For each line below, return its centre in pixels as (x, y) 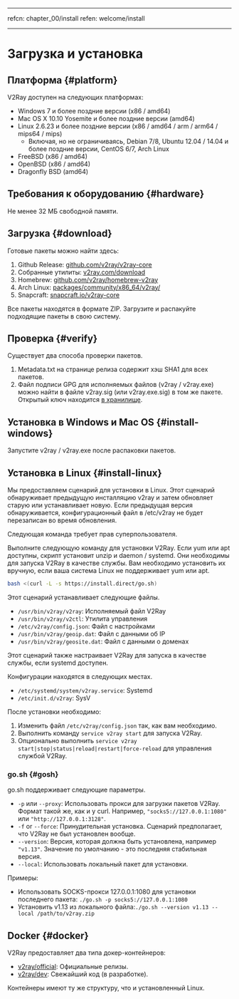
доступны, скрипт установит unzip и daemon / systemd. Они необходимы (118, 556)
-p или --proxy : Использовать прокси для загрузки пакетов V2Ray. (119, 804)
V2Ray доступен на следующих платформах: (75, 97)
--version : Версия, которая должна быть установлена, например (117, 842)
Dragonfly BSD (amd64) (53, 171)
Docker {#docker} (48, 935)
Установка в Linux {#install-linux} (85, 473)
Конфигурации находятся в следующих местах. (80, 676)
